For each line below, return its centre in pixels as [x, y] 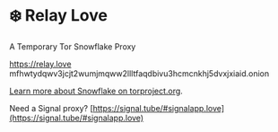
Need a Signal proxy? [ [52, 108]
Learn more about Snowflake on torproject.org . [96, 91]
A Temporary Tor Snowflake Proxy [73, 46]
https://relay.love [40, 64]
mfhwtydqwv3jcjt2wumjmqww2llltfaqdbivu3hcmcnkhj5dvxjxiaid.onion [139, 73]
